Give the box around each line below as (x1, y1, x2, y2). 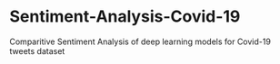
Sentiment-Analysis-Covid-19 (9, 6, 241, 27)
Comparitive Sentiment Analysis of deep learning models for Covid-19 (9, 36, 271, 47)
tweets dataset (9, 45, 65, 56)
